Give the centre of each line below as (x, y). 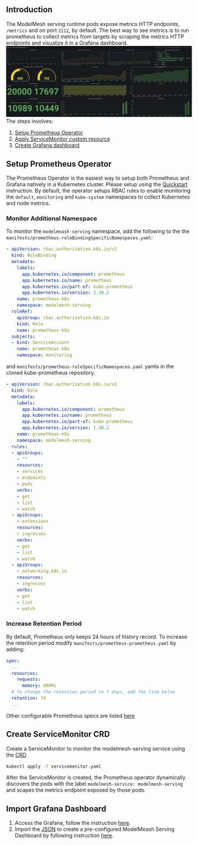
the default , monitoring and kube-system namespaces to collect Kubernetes (98, 197)
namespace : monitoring (44, 355)
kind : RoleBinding (34, 256)
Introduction (29, 10)
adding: (15, 649)
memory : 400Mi (39, 686)
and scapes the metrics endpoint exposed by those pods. (76, 790)
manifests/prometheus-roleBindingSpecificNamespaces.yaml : (80, 238)
